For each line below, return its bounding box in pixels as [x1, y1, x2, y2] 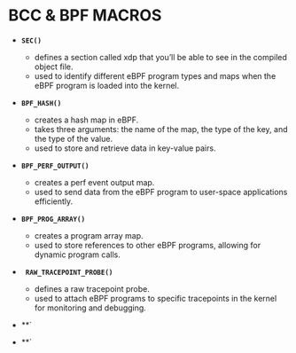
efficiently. [34, 196, 74, 207]
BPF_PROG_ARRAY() [20, 215, 86, 224]
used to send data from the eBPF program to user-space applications [34, 186, 288, 197]
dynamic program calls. [34, 249, 121, 260]
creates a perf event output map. [34, 176, 155, 187]
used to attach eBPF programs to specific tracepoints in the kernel [34, 293, 277, 303]
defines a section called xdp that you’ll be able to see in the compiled [34, 51, 287, 62]
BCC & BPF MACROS [8, 5, 162, 26]
